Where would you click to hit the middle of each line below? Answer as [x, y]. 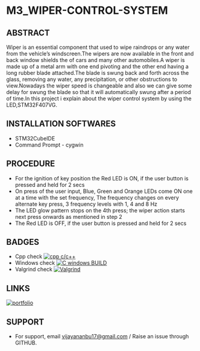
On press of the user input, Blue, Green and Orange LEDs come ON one [104, 191]
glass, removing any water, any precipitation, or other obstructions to [92, 79]
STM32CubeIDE [35, 138]
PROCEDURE [31, 164]
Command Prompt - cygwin [49, 145]
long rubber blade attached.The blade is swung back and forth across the [98, 73]
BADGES [23, 242]
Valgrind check [34, 270]
